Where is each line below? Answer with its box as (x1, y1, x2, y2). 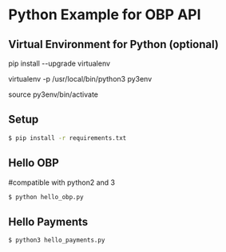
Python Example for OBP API (8, 6, 201, 24)
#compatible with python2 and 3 (8, 178, 116, 187)
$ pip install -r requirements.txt (8, 134, 127, 142)
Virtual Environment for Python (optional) (8, 38, 220, 51)
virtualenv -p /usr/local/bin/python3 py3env (8, 74, 153, 83)
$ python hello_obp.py (8, 193, 84, 201)
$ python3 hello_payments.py (8, 236, 105, 245)
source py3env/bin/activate (8, 90, 98, 99)
